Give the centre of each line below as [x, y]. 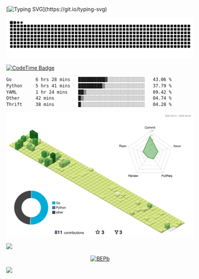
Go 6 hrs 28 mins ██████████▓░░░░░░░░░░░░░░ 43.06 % [89, 79]
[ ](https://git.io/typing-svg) [57, 9]
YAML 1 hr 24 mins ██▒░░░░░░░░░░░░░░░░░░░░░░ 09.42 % [89, 92]
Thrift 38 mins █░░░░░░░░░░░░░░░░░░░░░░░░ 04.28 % [89, 105]
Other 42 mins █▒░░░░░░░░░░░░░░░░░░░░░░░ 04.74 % [89, 98]
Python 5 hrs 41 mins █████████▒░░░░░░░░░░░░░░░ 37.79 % [89, 86]
